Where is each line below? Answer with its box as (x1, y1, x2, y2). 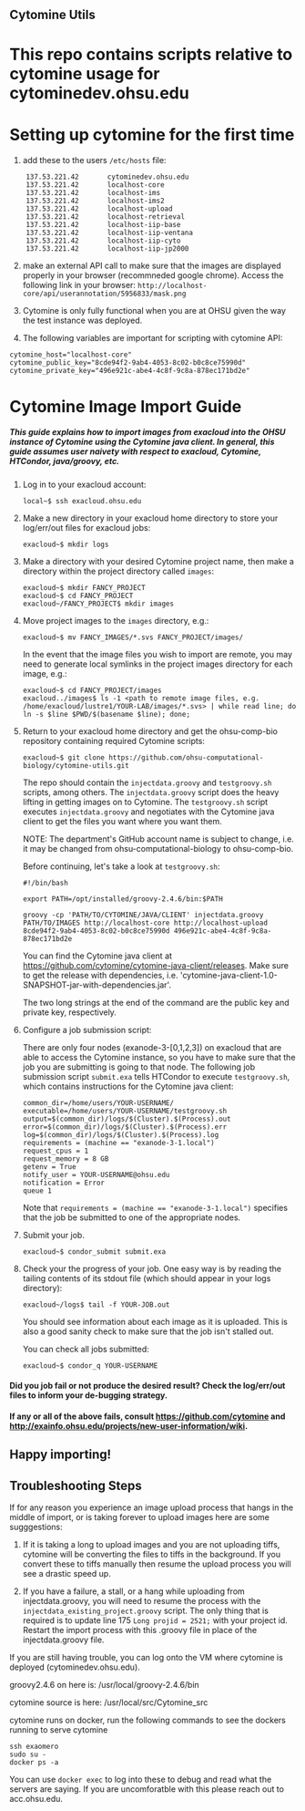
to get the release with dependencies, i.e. (22, 969, 178, 980)
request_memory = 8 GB (22, 1154, 109, 1164)
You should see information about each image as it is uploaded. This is (22, 1316, 289, 1327)
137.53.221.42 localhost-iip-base (25, 220, 181, 229)
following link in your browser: (22, 279, 137, 290)
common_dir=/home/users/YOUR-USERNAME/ (22, 1098, 175, 1107)
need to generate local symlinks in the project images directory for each (22, 658, 293, 669)
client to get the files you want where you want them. (22, 815, 222, 826)
